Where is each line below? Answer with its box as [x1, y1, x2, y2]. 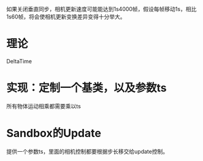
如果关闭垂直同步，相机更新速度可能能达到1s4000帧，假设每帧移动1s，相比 [6, 6, 197, 12]
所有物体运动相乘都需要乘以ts [6, 102, 81, 109]
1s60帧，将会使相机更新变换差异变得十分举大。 [6, 13, 126, 20]
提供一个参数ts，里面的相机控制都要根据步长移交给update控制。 [6, 147, 169, 155]
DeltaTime [6, 57, 33, 65]
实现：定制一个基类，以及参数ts [6, 81, 167, 95]
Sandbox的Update [6, 127, 101, 140]
